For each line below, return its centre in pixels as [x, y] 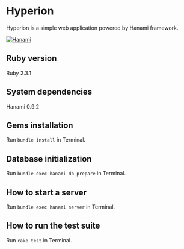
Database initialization [49, 159]
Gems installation [40, 125]
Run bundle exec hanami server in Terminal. [61, 207]
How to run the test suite [53, 226]
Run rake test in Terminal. [39, 240]
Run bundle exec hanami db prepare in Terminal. [66, 174]
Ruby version [32, 58]
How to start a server [47, 192]
